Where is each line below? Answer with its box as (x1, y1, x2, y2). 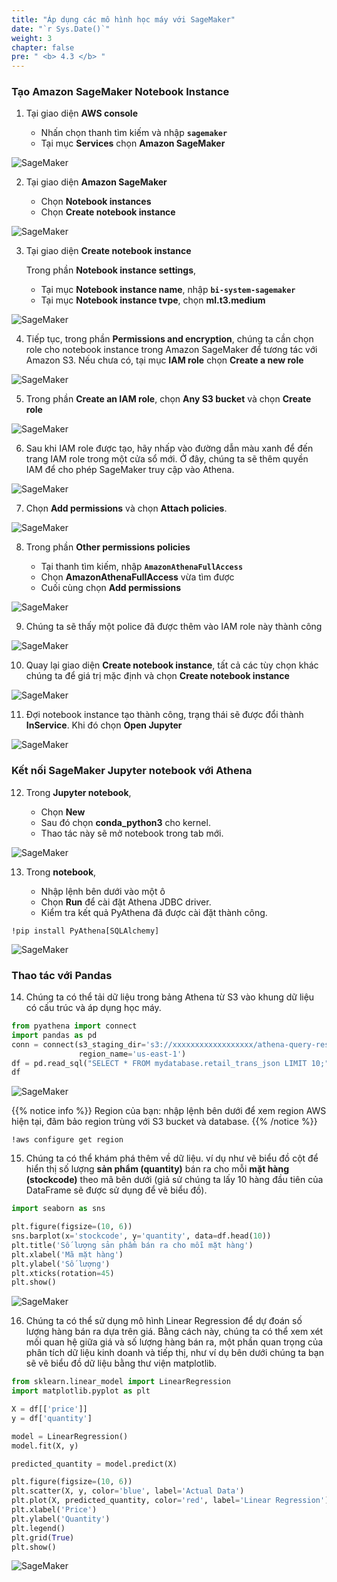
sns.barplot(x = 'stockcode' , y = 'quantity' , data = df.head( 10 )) (11, 1231, 272, 1241)
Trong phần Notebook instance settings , (25, 264, 197, 276)
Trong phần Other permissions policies (25, 541, 191, 553)
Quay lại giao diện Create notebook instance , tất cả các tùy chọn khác (25, 659, 319, 671)
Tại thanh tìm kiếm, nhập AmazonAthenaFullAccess (40, 561, 244, 573)
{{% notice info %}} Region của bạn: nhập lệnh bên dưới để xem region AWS (11, 1105, 327, 1117)
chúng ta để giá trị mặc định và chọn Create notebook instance (25, 670, 290, 682)
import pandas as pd (11, 1030, 98, 1040)
